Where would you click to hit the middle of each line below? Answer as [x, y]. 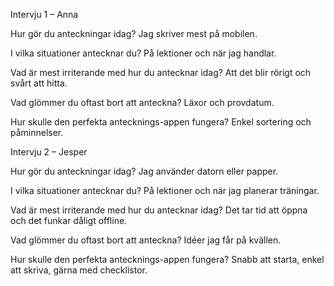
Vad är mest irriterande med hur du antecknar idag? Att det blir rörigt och [161, 72]
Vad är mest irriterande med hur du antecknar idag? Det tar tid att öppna [159, 210]
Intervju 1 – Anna [44, 14]
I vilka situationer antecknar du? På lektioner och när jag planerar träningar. [165, 190]
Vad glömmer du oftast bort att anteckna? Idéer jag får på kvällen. [146, 240]
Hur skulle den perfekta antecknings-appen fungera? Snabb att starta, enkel [167, 259]
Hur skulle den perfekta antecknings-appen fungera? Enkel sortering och [161, 122]
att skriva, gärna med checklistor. [79, 270]
